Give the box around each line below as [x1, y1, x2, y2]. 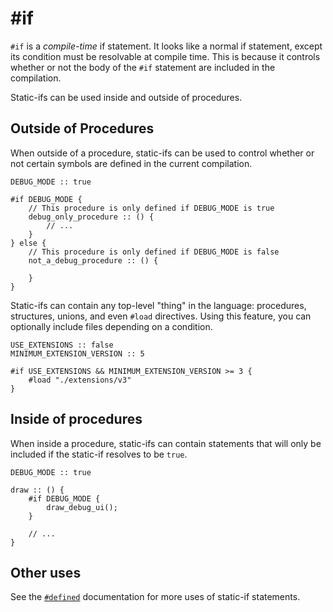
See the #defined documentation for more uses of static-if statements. [10, 591, 301, 603]
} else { [10, 238, 47, 248]
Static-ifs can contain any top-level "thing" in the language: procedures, [10, 299, 307, 311]
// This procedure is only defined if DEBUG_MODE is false [28, 247, 280, 257]
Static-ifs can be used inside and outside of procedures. [10, 91, 243, 103]
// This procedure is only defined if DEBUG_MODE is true [28, 203, 275, 213]
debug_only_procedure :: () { [28, 212, 155, 222]
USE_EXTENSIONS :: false [10, 340, 114, 350]
